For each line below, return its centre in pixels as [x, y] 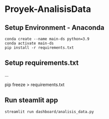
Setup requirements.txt [42, 63]
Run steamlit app [31, 100]
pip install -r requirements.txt [39, 48]
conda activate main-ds [29, 43]
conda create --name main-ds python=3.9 [47, 39]
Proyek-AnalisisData [48, 9]
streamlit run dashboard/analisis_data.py [49, 112]
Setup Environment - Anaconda [54, 28]
